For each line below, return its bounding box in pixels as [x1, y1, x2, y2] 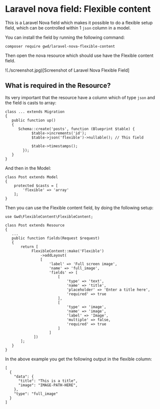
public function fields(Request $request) [11, 236, 100, 241]
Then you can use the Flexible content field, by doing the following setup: [5, 205, 154, 211]
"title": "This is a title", [18, 378, 78, 383]
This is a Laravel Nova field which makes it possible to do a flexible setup [5, 20, 153, 26]
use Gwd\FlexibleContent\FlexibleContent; [5, 214, 93, 219]
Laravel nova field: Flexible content [5, 3, 151, 15]
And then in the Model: [5, 165, 52, 171]
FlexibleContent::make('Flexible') [31, 248, 105, 253]
